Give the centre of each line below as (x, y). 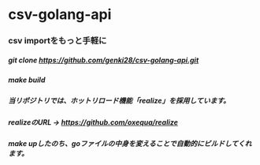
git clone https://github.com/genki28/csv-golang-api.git (104, 60)
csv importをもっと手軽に (58, 41)
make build (27, 80)
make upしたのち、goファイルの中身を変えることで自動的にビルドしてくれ (130, 144)
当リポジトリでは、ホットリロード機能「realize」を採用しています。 (119, 101)
